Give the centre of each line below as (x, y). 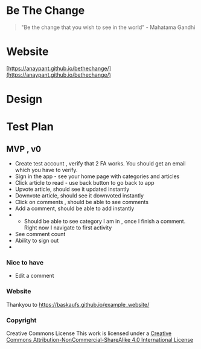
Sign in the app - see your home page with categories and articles (97, 176)
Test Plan (30, 127)
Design (24, 99)
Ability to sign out (37, 241)
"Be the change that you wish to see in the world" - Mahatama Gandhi (108, 27)
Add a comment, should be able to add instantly (75, 208)
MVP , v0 (24, 149)
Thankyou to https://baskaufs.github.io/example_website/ (78, 304)
